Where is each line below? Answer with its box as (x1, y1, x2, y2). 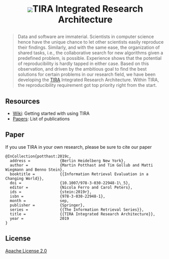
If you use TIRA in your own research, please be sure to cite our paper (5, 144, 152, 150)
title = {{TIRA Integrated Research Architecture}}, (10, 211, 156, 216)
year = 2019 (10, 216, 70, 221)
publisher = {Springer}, (10, 203, 85, 208)
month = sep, (10, 198, 70, 203)
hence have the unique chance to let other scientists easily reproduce (17, 39, 164, 45)
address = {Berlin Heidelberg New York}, (10, 158, 126, 163)
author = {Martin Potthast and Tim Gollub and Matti (10, 163, 153, 168)
